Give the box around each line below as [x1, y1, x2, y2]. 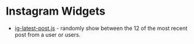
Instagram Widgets [6, 4, 106, 18]
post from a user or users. [14, 31, 81, 38]
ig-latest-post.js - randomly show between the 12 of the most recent [14, 24, 188, 32]
